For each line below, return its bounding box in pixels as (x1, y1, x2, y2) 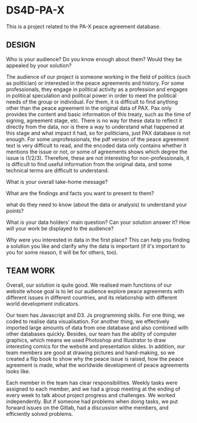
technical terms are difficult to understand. (6, 167, 110, 174)
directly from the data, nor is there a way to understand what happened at (6, 123, 185, 130)
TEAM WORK (6, 266, 56, 276)
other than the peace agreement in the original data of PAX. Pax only (6, 104, 172, 112)
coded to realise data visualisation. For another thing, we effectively (6, 318, 170, 325)
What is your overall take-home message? (6, 178, 108, 185)
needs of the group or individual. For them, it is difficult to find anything (6, 98, 178, 105)
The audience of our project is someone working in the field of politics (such (6, 73, 191, 80)
